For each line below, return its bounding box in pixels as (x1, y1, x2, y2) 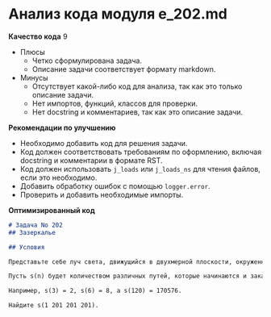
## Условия (8, 243, 45, 251)
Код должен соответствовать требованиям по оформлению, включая (19, 147, 262, 156)
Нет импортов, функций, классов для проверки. (31, 98, 198, 108)
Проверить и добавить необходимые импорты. (19, 190, 184, 199)
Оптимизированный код (8, 205, 95, 215)
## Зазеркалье (8, 228, 56, 236)
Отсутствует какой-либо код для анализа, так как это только (31, 81, 243, 91)
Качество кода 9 (8, 31, 68, 41)
